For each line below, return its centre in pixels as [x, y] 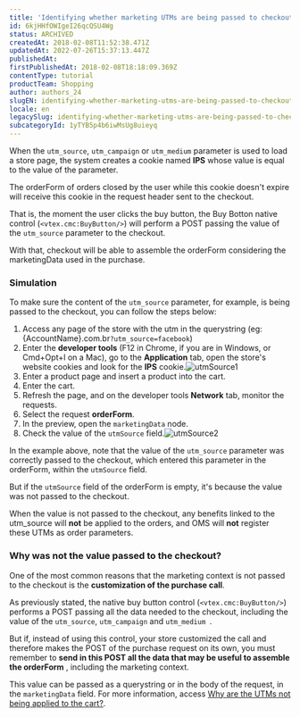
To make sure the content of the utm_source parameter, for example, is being [150, 302]
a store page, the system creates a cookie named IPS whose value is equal [147, 160]
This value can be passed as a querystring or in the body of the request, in [146, 684]
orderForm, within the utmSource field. [78, 470]
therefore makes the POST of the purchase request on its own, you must [142, 647]
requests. [40, 405]
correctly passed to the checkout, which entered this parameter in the [137, 460]
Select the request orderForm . [79, 414]
